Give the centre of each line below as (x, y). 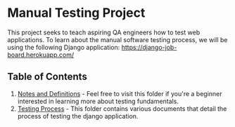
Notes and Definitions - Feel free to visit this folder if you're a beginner (120, 93)
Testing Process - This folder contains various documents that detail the (122, 108)
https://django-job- (149, 47)
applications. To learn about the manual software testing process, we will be (118, 39)
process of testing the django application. (78, 116)
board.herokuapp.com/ (41, 55)
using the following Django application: (64, 47)
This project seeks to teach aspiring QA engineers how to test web (104, 32)
